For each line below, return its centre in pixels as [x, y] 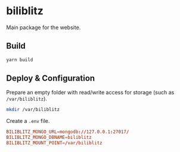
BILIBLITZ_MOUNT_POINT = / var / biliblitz [54, 143]
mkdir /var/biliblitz [33, 110]
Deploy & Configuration [51, 78]
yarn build [20, 60]
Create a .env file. [28, 121]
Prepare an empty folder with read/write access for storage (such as [90, 93]
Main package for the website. [44, 27]
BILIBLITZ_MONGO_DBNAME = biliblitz [49, 138]
